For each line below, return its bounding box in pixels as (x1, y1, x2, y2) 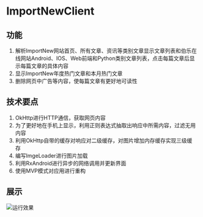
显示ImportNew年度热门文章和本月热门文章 (15, 70, 123, 77)
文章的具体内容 (31, 62, 68, 69)
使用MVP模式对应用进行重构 (15, 167, 86, 174)
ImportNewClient (6, 4, 95, 18)
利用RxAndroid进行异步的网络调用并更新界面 (15, 159, 127, 167)
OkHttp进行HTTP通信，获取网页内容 (15, 114, 106, 121)
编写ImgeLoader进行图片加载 (15, 152, 88, 159)
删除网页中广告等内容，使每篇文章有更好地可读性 (15, 78, 138, 84)
